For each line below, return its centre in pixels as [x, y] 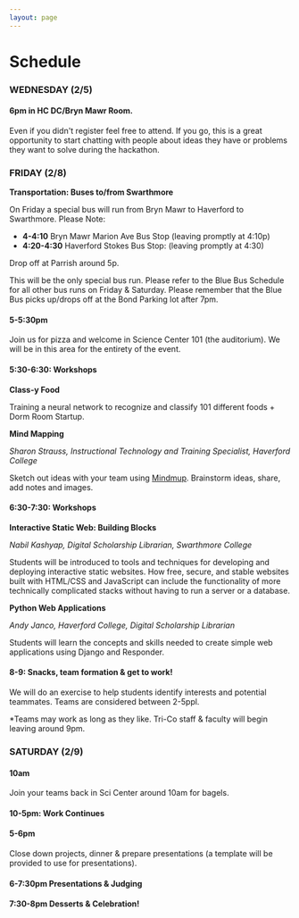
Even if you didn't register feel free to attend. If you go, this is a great [136, 130]
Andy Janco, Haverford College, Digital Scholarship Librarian [122, 625]
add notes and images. [51, 487]
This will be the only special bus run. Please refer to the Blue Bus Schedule [147, 280]
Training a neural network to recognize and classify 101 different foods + [142, 406]
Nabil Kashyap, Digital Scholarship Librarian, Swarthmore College [131, 545]
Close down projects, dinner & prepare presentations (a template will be [141, 853]
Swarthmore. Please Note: [58, 219]
